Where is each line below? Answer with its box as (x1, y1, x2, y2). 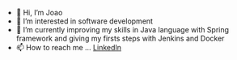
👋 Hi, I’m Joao (15, 8, 63, 17)
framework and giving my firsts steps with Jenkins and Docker (15, 33, 225, 43)
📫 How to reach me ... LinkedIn (15, 43, 122, 52)
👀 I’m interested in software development (15, 16, 154, 26)
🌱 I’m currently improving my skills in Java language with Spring (15, 25, 229, 34)
